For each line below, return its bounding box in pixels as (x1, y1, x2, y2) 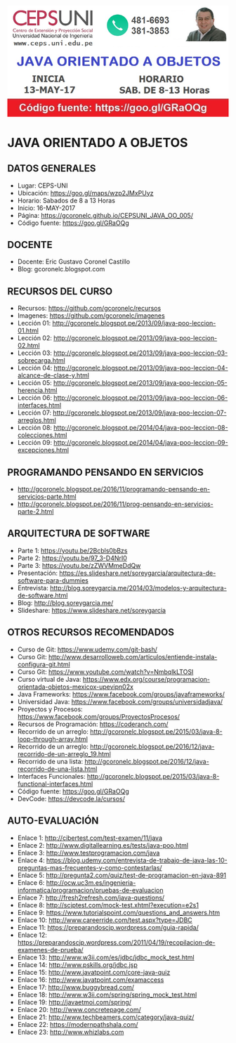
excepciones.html (17, 446, 69, 455)
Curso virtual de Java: (17, 675, 82, 683)
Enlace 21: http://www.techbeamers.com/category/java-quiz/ (17, 1013, 195, 1021)
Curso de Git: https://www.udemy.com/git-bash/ (17, 645, 158, 654)
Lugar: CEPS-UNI (17, 181, 68, 190)
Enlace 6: (17, 878, 45, 887)
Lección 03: (17, 349, 53, 357)
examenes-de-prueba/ (17, 945, 84, 954)
